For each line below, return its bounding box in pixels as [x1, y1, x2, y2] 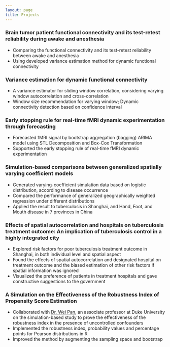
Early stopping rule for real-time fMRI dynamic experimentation [5, 117, 165, 124]
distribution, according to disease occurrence [12, 187, 108, 193]
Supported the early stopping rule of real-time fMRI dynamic [12, 145, 140, 152]
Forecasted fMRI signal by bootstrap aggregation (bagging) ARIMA [12, 135, 152, 141]
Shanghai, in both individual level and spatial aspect [12, 251, 121, 257]
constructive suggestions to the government [12, 278, 106, 284]
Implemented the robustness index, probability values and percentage [12, 325, 159, 332]
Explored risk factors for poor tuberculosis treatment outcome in [12, 245, 147, 252]
